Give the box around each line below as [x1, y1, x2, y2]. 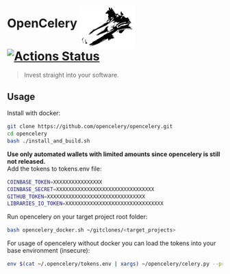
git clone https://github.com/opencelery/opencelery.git [7, 123, 173, 130]
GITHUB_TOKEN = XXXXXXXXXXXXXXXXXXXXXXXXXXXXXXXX [7, 193, 146, 200]
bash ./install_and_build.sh [7, 137, 90, 145]
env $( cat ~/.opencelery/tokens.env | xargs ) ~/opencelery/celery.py [7, 260, 210, 268]
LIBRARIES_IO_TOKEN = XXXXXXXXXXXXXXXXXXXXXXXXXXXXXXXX [7, 200, 164, 208]
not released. [7, 157, 46, 165]
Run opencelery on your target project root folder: [7, 212, 148, 221]
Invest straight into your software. [23, 71, 119, 79]
